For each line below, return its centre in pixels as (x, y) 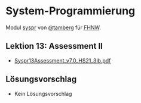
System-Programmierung (70, 11)
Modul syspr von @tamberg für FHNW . (53, 27)
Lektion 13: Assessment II (54, 46)
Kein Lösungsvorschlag (43, 93)
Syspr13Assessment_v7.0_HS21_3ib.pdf (62, 60)
